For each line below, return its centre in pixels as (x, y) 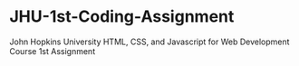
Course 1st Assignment (53, 51)
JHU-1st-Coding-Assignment (122, 17)
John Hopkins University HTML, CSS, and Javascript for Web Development (149, 42)
